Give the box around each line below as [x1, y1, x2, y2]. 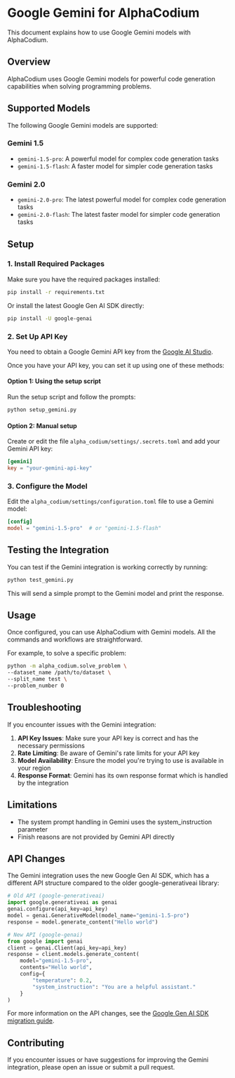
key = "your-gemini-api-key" [7, 465, 93, 472]
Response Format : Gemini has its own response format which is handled [17, 771, 228, 780]
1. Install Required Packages [7, 259, 105, 269]
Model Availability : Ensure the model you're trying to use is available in [17, 756, 224, 764]
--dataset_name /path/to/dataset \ [7, 669, 112, 677]
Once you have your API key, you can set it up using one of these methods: [7, 361, 224, 369]
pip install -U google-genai [7, 314, 93, 322]
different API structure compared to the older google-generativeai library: [7, 879, 220, 887]
